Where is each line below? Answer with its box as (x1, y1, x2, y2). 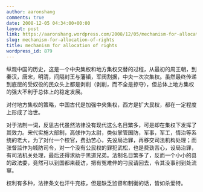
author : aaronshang (6, 8, 56, 15)
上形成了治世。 (6, 108, 43, 115)
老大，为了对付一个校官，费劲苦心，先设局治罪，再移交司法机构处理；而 (16, 136, 197, 144)
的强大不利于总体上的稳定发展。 (6, 88, 86, 95)
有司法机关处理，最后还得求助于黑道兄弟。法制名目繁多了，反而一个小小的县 (6, 152, 197, 159)
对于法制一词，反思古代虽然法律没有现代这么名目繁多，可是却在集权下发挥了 (6, 121, 197, 129)
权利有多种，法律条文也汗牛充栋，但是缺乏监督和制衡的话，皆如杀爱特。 (6, 179, 186, 187)
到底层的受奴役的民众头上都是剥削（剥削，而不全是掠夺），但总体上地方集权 (6, 80, 195, 88)
